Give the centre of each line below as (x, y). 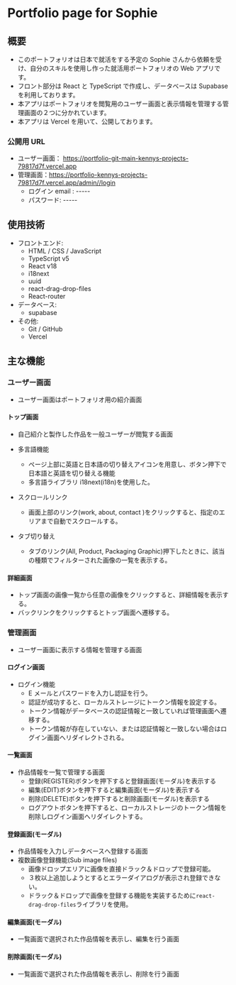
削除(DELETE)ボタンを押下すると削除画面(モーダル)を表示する (119, 798)
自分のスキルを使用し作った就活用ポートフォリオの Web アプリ (122, 68)
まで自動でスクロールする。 (81, 521)
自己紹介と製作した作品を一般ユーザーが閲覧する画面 (95, 434)
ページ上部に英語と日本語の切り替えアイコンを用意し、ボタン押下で (127, 464)
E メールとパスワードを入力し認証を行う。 (90, 693)
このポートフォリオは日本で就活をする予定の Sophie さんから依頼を (117, 59)
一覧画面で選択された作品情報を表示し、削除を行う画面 (98, 974)
